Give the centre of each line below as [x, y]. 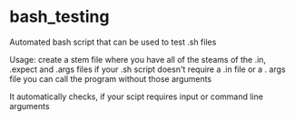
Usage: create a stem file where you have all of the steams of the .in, [138, 59]
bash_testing [59, 17]
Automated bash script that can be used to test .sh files [113, 42]
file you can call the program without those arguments [111, 78]
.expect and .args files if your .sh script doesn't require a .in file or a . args [147, 69]
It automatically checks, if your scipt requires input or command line [136, 96]
